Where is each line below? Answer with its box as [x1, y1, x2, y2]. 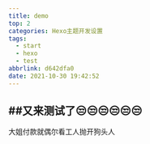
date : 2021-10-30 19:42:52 [8, 72, 100, 80]
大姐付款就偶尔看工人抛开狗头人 [8, 127, 115, 137]
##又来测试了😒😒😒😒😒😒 [8, 104, 143, 118]
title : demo [8, 11, 49, 20]
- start [15, 42, 42, 50]
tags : [8, 34, 27, 43]
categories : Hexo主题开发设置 [8, 27, 103, 35]
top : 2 [8, 19, 31, 28]
